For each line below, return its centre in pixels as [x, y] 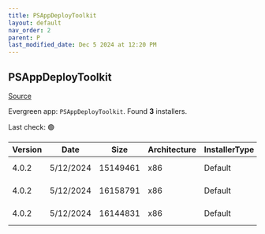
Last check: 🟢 [32, 126]
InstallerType [229, 149]
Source [20, 96]
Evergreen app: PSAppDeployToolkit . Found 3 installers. [98, 111]
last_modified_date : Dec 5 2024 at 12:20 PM [82, 45]
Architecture [172, 149]
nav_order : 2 [30, 30]
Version [27, 149]
